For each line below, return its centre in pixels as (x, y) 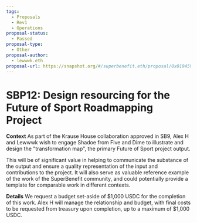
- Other (21, 50)
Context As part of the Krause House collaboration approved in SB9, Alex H (98, 136)
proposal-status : (27, 33)
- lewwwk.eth (27, 60)
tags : (13, 11)
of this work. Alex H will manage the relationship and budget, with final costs (98, 202)
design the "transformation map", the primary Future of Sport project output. (98, 149)
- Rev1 (19, 22)
